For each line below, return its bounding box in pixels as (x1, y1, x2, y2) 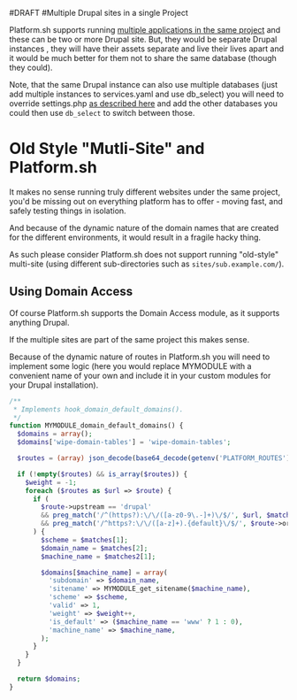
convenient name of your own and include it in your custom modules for (9, 370, 271, 381)
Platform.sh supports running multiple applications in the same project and (9, 25, 281, 35)
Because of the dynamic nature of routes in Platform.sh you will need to (9, 351, 270, 362)
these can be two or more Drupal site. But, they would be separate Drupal (9, 35, 278, 44)
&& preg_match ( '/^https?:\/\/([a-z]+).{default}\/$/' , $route (41, 519, 275, 528)
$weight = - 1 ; (25, 478, 77, 487)
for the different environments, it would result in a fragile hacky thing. (9, 232, 262, 242)
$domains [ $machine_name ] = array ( (41, 568, 168, 577)
